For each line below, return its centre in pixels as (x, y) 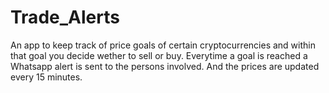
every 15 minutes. (46, 77)
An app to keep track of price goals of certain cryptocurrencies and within (163, 45)
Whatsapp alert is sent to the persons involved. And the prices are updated (165, 66)
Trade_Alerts (65, 17)
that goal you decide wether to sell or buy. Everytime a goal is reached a (159, 55)
